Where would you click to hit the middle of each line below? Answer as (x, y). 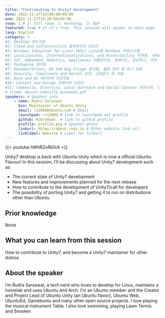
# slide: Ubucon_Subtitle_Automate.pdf (46, 92)
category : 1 (17, 37)
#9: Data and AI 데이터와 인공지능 (37, 78)
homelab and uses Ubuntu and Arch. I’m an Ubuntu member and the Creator (82, 290)
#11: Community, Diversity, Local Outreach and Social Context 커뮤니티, (80, 87)
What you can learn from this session (63, 240)
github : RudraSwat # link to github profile (65, 119)
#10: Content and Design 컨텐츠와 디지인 (44, 83)
